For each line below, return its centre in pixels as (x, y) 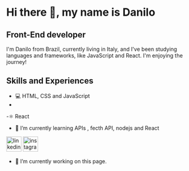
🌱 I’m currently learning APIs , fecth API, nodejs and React (87, 128)
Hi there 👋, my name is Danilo (81, 12)
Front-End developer (46, 35)
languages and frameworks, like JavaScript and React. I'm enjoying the (94, 56)
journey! (17, 62)
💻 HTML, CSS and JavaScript (53, 95)
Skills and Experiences (50, 81)
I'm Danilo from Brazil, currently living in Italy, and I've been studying (92, 49)
